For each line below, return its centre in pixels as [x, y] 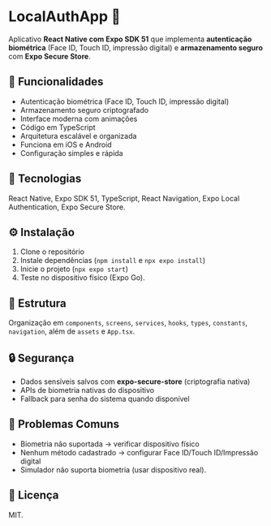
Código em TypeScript [58, 127]
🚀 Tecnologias [45, 179]
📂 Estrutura [37, 303]
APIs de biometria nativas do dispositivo [87, 390]
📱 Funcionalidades [56, 82]
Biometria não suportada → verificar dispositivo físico [110, 444]
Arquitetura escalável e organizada [78, 136]
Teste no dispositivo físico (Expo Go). [83, 278]
